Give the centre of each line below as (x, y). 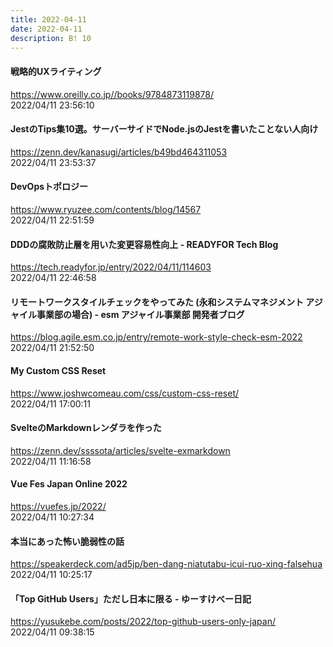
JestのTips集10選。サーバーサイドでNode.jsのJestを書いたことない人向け (164, 129)
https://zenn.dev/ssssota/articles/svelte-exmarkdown (120, 450)
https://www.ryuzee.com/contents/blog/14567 (106, 209)
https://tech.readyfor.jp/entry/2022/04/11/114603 (111, 267)
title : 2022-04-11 (48, 19)
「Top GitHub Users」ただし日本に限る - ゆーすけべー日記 (131, 598)
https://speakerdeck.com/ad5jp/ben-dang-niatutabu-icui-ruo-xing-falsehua (166, 564)
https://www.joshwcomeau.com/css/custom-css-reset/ (125, 393)
